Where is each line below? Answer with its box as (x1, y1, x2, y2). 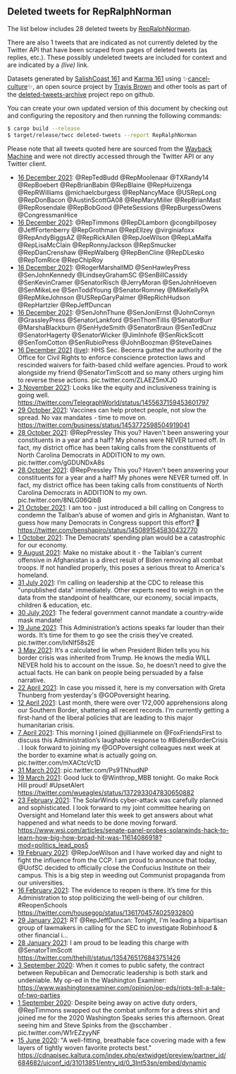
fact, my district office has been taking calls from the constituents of (17, 443, 216, 451)
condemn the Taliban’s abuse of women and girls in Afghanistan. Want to (17, 511, 230, 519)
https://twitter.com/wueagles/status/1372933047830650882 (17, 788, 195, 796)
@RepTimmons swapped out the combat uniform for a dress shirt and (17, 1006, 221, 1014)
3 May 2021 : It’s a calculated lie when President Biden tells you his (17, 645, 210, 654)
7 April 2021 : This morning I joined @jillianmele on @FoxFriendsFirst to (17, 728, 222, 736)
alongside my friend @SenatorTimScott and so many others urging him (17, 368, 224, 376)
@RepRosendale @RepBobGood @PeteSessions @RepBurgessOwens (17, 203, 222, 211)
